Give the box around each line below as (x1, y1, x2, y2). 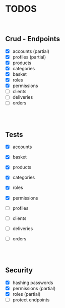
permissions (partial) (12, 285, 56, 291)
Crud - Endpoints (5, 35, 60, 43)
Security (5, 266, 33, 275)
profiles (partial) (12, 54, 46, 60)
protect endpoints (12, 296, 50, 303)
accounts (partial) (12, 48, 49, 54)
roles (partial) (12, 291, 41, 297)
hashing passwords (12, 279, 53, 286)
